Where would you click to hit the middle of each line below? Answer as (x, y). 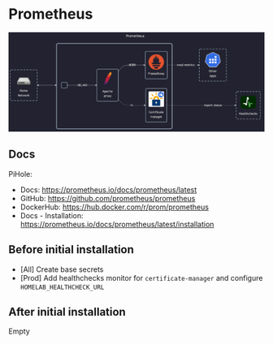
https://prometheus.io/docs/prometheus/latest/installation (117, 224)
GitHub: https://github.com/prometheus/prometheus (108, 198)
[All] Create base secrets (62, 269)
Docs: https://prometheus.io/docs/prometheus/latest (108, 189)
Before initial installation (71, 249)
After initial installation (67, 312)
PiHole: (20, 174)
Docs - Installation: (52, 215)
